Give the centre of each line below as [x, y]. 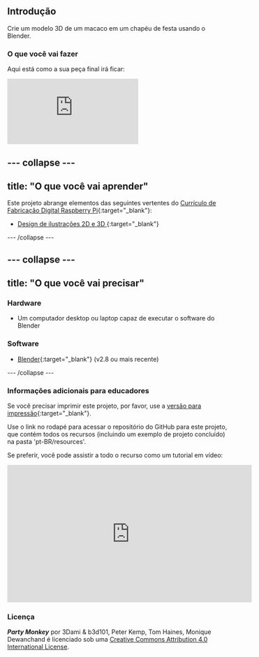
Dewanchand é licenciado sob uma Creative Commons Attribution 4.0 [108, 640]
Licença [21, 617]
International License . [38, 647]
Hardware [24, 303]
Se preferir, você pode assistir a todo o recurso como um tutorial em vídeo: [115, 455]
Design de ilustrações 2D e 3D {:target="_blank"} [88, 224]
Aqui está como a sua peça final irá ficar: [66, 69]
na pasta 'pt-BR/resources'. [47, 441]
